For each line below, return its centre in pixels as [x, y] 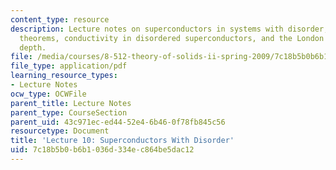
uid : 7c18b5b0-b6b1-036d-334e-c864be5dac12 [102, 150]
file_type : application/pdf [69, 66]
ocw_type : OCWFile [48, 94]
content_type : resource [60, 19]
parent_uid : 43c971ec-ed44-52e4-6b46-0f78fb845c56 [118, 122]
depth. [33, 47]
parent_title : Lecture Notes [71, 103]
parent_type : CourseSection [69, 112]
